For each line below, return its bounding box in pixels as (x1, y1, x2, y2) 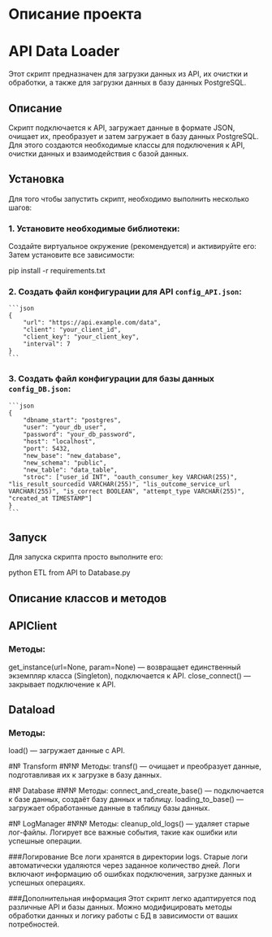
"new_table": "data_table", (23, 465, 118, 474)
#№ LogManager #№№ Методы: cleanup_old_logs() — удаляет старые (8, 819, 250, 829)
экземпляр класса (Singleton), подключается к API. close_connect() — (8, 670, 252, 680)
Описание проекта (8, 5, 142, 24)
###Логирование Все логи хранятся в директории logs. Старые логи (8, 852, 248, 862)
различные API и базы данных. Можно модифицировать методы (8, 902, 233, 912)
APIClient (8, 619, 58, 633)
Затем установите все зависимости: (8, 250, 136, 260)
